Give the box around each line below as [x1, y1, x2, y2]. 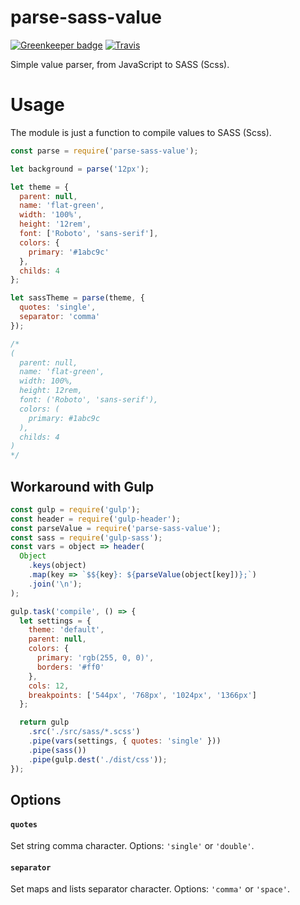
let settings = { [19, 616, 92, 626]
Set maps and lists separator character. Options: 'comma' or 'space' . [10, 883, 290, 895]
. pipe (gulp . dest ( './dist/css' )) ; [28, 754, 168, 765]
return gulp [19, 717, 70, 728]
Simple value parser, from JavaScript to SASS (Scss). [10, 58, 230, 70]
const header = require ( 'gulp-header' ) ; [10, 514, 182, 524]
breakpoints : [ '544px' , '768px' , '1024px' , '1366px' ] [28, 690, 257, 700]
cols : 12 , [28, 681, 70, 691]
